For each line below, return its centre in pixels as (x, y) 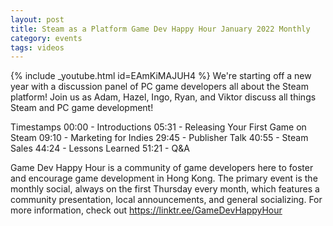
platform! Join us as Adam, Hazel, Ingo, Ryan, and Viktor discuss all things (163, 97)
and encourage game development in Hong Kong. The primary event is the (164, 178)
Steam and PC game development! (82, 108)
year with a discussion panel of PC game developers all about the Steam (159, 87)
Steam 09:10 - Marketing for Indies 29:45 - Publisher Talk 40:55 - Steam (159, 138)
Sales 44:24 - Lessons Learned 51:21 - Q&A (100, 148)
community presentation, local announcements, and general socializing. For (166, 200)
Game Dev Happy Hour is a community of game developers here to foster (162, 168)
